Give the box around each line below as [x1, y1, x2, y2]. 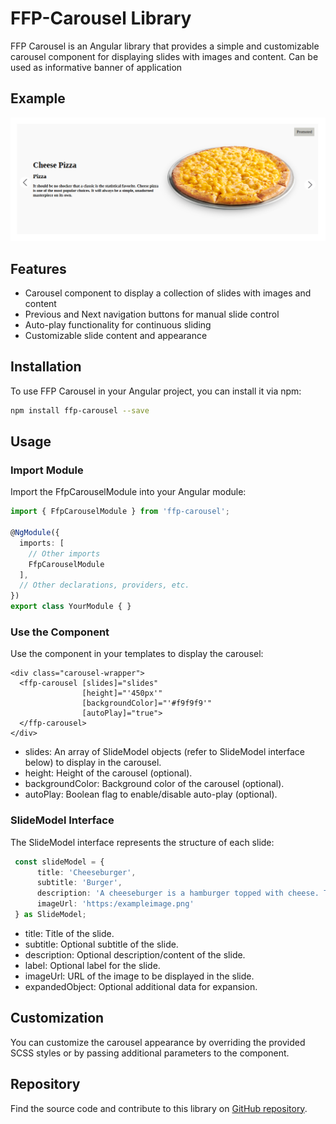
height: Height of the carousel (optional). [24, 767, 193, 779]
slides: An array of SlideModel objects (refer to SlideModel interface [24, 746, 305, 758]
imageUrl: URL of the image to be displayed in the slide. [24, 970, 255, 982]
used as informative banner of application [10, 61, 183, 73]
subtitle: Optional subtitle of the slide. [24, 938, 179, 950]
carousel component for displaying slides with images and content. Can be [10, 50, 319, 62]
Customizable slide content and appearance [24, 329, 208, 341]
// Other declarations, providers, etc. [19, 580, 190, 591]
